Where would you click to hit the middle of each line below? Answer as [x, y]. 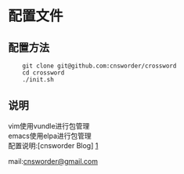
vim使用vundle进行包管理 [49, 125]
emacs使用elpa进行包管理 [50, 136]
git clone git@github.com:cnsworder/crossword [99, 66]
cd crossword [43, 73]
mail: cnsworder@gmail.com [53, 161]
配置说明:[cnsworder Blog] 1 [53, 145]
